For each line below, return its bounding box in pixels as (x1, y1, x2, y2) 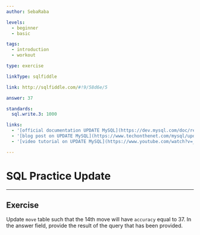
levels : (6, 19, 26, 26)
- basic (11, 30, 31, 36)
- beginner (11, 25, 39, 31)
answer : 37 (6, 95, 33, 101)
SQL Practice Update (6, 169, 111, 183)
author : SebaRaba (6, 8, 49, 15)
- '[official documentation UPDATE (11, 128, 100, 134)
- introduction (11, 47, 49, 53)
